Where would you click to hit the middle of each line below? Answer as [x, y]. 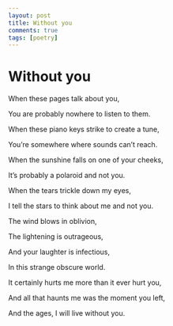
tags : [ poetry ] [33, 38]
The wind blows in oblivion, [53, 222]
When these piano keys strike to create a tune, [84, 129]
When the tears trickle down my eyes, [70, 191]
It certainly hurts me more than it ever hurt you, [85, 282]
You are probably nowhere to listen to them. [79, 114]
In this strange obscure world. [57, 267]
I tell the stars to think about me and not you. [81, 206]
